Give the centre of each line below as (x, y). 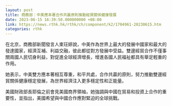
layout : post (19, 10)
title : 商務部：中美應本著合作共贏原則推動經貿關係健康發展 (61, 15)
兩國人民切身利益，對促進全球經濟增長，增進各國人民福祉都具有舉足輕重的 (88, 57)
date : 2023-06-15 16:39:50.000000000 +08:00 (53, 19)
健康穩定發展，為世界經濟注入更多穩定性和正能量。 (72, 81)
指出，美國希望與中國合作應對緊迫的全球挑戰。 (72, 98)
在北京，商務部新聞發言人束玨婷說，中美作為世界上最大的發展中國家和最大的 (86, 45)
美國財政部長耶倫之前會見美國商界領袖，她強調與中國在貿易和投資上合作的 (84, 92)
